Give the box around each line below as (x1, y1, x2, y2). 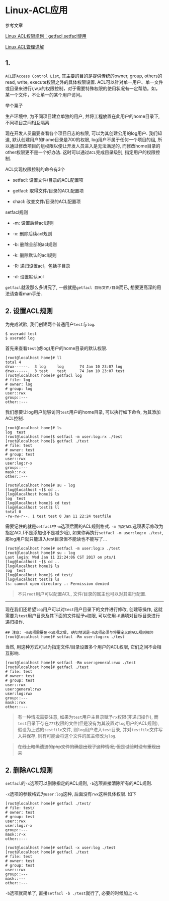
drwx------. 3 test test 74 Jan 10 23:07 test (5, 368, 125, 374)
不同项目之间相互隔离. (5, 119, 51, 125)
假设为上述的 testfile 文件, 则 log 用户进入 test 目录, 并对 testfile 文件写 (17, 726, 163, 732)
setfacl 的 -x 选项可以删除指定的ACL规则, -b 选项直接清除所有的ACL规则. (5, 780, 152, 786)
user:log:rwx (5, 691, 33, 696)
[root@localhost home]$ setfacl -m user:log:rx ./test (5, 434, 123, 439)
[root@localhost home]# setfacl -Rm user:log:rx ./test (5, 634, 125, 639)
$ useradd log (5, 335, 35, 341)
